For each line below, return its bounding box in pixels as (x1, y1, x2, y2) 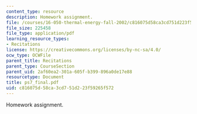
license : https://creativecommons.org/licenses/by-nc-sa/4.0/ (6, 47, 161, 53)
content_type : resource (6, 8, 64, 15)
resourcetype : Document (6, 74, 64, 80)
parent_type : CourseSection (6, 63, 75, 69)
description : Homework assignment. (6, 14, 93, 20)
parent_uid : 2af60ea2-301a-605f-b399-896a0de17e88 (6, 69, 133, 75)
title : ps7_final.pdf (6, 80, 59, 86)
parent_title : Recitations (6, 58, 72, 63)
